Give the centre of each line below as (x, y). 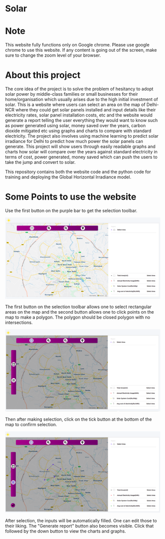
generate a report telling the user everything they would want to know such (82, 120)
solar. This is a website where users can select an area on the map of (75, 105)
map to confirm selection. (31, 424)
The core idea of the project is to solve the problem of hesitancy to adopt (79, 89)
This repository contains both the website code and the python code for (78, 172)
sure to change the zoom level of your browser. (53, 55)
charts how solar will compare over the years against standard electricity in (81, 152)
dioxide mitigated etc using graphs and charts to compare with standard (78, 131)
